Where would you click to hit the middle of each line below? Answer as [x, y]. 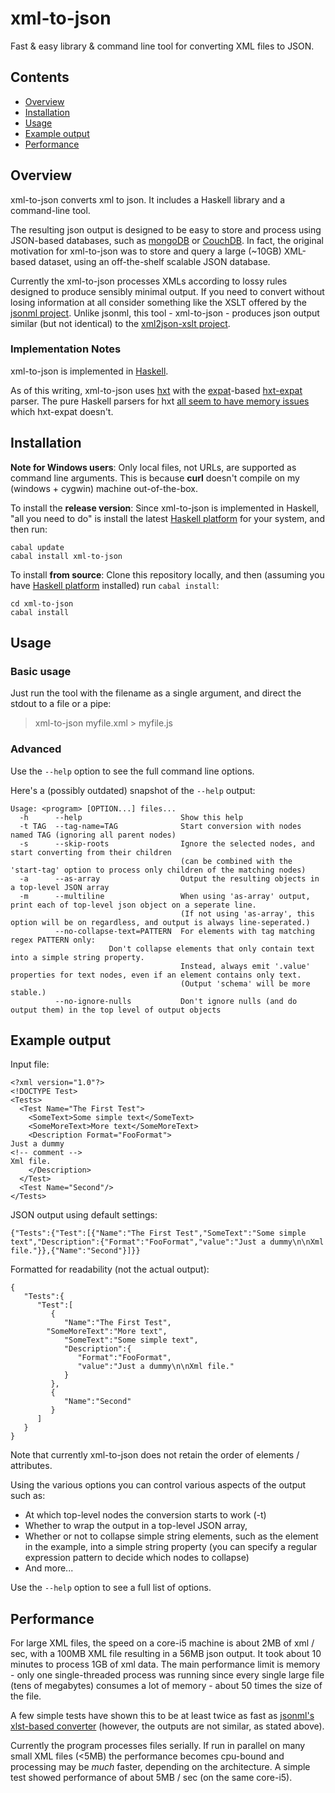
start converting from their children [91, 852]
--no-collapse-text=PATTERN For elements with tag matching [184, 931]
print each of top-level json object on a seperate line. [133, 905]
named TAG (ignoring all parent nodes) [93, 835]
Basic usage [41, 671]
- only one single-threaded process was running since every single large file [167, 1675]
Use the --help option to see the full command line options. [132, 771]
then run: [29, 529]
